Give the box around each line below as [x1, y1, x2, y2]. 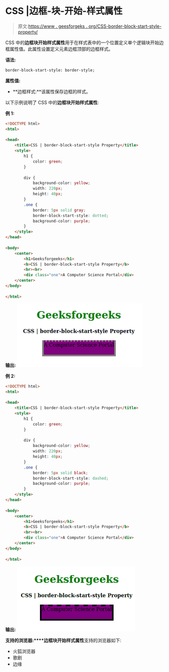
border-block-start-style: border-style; [5, 68, 95, 73]
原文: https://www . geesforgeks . [17, 23, 88, 29]
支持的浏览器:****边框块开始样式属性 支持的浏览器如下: [5, 637, 122, 643]
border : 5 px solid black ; [32, 470, 88, 475]
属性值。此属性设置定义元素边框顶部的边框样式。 [9, 46, 113, 52]
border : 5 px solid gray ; [32, 208, 86, 213]
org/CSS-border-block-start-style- [88, 23, 162, 29]
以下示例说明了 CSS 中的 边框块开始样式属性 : [5, 99, 99, 106]
